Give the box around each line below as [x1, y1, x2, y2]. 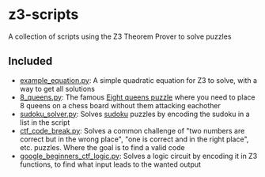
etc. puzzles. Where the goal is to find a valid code [19, 142, 185, 152]
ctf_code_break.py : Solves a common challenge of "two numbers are [19, 126, 245, 135]
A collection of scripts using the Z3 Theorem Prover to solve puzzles [8, 32, 232, 41]
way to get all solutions [19, 84, 95, 93]
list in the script [19, 117, 70, 127]
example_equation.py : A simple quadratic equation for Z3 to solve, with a [19, 75, 258, 85]
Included [8, 55, 53, 68]
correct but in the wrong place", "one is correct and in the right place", [19, 134, 249, 144]
